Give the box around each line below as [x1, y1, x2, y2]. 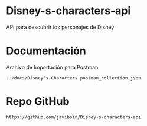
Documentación [6, 44, 87, 58]
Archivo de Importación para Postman [6, 64, 99, 71]
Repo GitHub [6, 95, 70, 108]
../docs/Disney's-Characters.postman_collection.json [6, 75, 142, 81]
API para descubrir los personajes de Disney [6, 24, 115, 31]
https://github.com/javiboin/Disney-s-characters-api [6, 114, 142, 120]
